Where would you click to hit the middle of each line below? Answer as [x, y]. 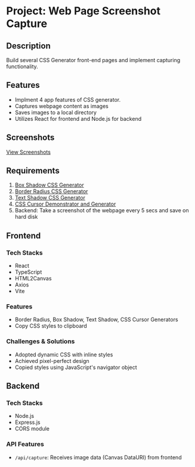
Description [28, 46]
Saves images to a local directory [56, 112]
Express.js [27, 422]
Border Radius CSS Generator [51, 191]
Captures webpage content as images [61, 106]
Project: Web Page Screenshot [83, 11]
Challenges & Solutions [41, 341]
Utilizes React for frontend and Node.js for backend [78, 118]
